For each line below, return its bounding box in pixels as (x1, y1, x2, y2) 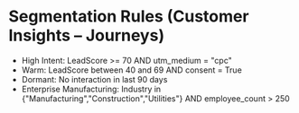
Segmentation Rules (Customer (8, 6, 249, 27)
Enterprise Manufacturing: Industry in (21, 83, 162, 94)
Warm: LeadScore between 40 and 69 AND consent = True (21, 65, 243, 75)
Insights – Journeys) (8, 25, 164, 46)
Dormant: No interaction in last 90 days (21, 74, 168, 84)
